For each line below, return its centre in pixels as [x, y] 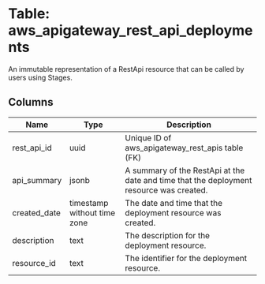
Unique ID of [148, 137]
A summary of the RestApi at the [185, 170]
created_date [37, 212]
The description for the [168, 235]
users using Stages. [40, 77]
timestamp [89, 203]
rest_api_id [32, 148]
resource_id [34, 263]
